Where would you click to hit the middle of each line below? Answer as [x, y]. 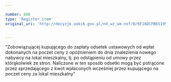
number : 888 [18, 14]
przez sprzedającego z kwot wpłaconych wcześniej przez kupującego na [82, 68]
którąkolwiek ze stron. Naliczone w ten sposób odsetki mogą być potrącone [85, 63]
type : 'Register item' [29, 19]
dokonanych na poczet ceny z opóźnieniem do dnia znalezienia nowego [81, 52]
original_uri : [20, 24]
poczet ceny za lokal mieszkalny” [40, 74]
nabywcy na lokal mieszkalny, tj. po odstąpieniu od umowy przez [73, 58]
